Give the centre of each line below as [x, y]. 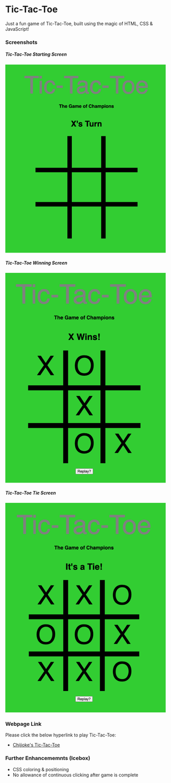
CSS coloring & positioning [41, 769]
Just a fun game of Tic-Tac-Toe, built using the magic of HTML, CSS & [79, 24]
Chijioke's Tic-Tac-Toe [36, 745]
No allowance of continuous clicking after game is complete [75, 775]
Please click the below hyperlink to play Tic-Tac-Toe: [61, 735]
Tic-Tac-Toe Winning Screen [36, 263]
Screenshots [21, 42]
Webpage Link [23, 724]
